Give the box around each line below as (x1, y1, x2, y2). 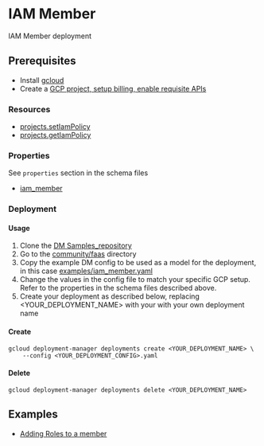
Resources (8, 104, 51, 115)
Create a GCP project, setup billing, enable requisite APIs (19, 84, 207, 93)
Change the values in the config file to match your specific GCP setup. (19, 275, 250, 284)
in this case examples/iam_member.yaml (19, 266, 153, 276)
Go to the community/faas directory (19, 249, 137, 259)
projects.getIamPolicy (19, 131, 91, 140)
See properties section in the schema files (8, 168, 149, 178)
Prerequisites (8, 54, 76, 68)
